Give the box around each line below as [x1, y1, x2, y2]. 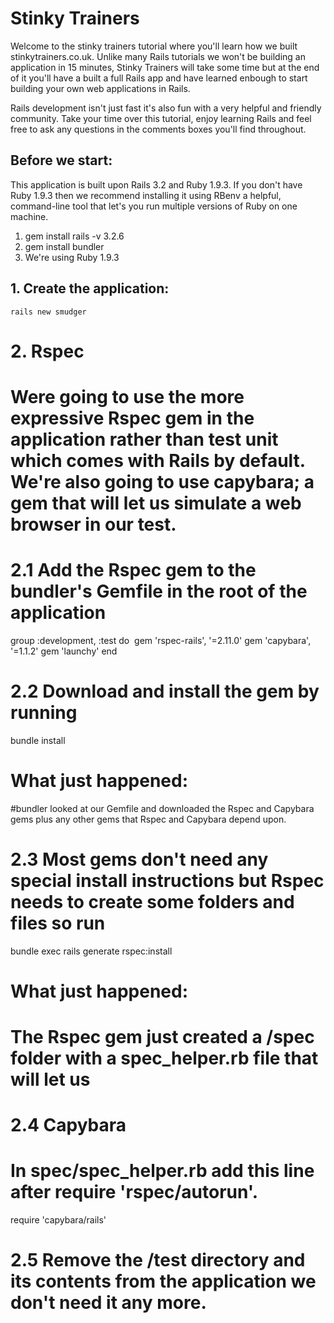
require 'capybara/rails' [10, 1214, 107, 1226]
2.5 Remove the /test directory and [10, 1249, 306, 1272]
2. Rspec [10, 340, 85, 362]
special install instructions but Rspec [10, 869, 325, 892]
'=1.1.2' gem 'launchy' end [10, 645, 118, 657]
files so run [10, 912, 106, 934]
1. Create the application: [10, 280, 170, 297]
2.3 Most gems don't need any [10, 848, 269, 871]
